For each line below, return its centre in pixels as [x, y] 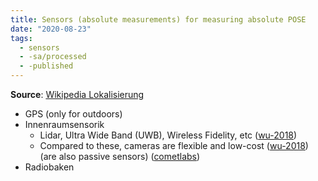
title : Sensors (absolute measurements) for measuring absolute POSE [158, 19]
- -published [46, 66]
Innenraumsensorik [64, 124]
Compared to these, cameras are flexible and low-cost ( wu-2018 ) [174, 145]
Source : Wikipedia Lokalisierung [77, 94]
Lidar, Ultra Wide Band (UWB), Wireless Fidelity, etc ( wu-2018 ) [168, 135]
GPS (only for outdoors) [73, 114]
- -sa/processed [53, 57]
